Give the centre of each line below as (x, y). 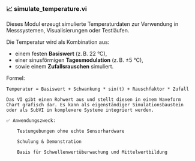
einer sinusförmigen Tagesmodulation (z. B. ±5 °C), (79, 60)
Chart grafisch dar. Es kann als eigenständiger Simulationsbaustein (95, 105)
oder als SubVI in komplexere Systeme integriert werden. (80, 110)
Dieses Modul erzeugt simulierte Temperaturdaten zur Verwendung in (92, 24)
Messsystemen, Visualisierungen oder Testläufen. (68, 31)
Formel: (16, 78)
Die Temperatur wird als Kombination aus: (58, 42)
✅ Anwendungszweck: (31, 121)
